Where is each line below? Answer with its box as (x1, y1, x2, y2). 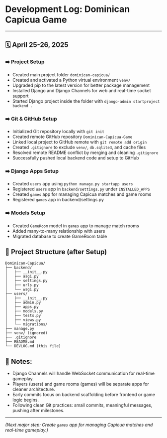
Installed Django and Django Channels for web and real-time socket (12, 87, 151, 93)
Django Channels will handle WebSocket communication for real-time (12, 370, 155, 377)
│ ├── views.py (5, 317, 41, 322)
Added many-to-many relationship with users (12, 228, 105, 234)
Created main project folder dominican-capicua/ (12, 71, 110, 78)
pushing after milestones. (12, 408, 65, 414)
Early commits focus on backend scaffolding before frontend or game (12, 392, 156, 398)
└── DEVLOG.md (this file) (5, 344, 61, 349)
